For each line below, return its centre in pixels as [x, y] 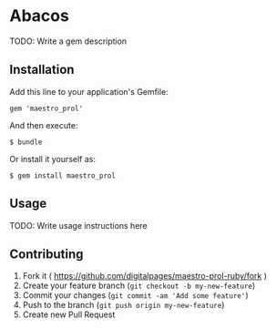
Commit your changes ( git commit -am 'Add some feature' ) [135, 295]
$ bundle [26, 142]
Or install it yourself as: [52, 159]
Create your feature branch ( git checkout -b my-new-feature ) [139, 286]
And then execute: [44, 125]
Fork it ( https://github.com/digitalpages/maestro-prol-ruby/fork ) [144, 276]
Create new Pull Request [69, 314]
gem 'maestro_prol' [46, 108]
